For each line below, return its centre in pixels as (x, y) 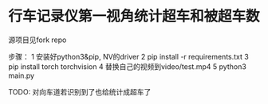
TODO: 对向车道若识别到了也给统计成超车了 (80, 91)
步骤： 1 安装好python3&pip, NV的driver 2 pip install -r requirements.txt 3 (128, 56)
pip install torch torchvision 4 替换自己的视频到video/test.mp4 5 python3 (128, 66)
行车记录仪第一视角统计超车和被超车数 (134, 16)
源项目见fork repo (37, 40)
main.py (21, 75)
